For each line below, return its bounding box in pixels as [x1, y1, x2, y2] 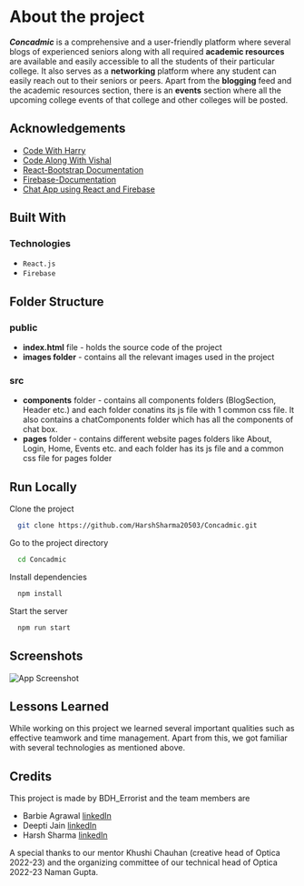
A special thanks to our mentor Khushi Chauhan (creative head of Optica [9, 848, 281, 859]
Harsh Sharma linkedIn [22, 830, 108, 841]
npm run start [17, 623, 71, 632]
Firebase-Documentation [22, 174, 116, 185]
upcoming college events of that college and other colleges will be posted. [9, 94, 289, 106]
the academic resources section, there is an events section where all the [9, 85, 281, 96]
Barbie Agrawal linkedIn [22, 810, 112, 821]
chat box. [22, 424, 58, 435]
